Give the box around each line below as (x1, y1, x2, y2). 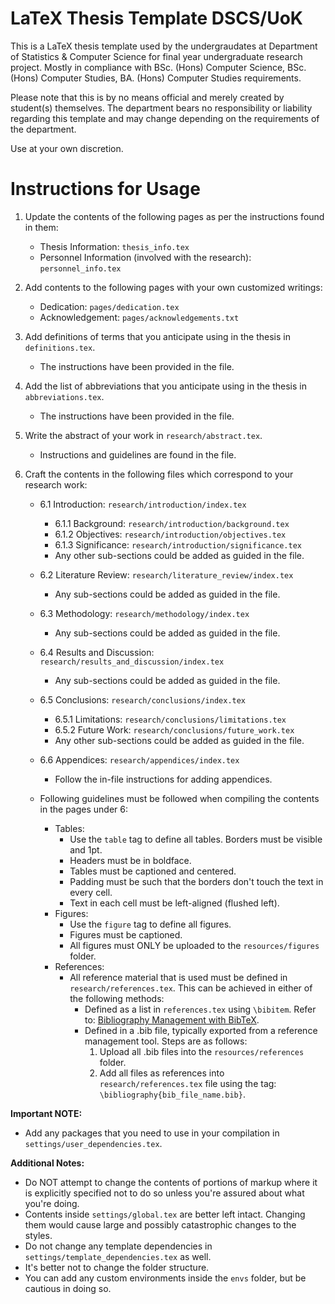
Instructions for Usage (10, 178, 201, 201)
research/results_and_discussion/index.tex (39, 657, 225, 667)
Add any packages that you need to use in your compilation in (24, 1127, 280, 1139)
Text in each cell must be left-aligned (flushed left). (69, 897, 280, 909)
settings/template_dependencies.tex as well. (24, 1250, 212, 1262)
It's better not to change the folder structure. (24, 1261, 210, 1273)
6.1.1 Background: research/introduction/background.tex (54, 517, 290, 529)
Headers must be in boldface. (69, 854, 192, 866)
